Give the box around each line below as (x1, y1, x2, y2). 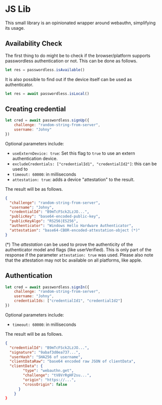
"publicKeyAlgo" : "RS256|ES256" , (9, 219, 79, 224)
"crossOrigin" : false (23, 382, 68, 387)
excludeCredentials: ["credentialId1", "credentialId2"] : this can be (12, 161, 157, 167)
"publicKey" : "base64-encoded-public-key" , (9, 214, 100, 219)
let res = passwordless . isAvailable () (5, 67, 85, 72)
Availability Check (5, 40, 63, 48)
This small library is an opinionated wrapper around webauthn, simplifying (5, 20, 156, 26)
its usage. (5, 25, 25, 31)
